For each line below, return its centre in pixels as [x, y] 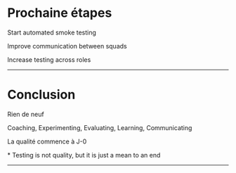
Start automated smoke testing [52, 32]
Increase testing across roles [49, 59]
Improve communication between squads [67, 46]
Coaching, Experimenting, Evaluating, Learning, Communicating [100, 127]
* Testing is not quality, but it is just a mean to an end [84, 155]
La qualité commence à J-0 [47, 141]
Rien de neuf [26, 114]
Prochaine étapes [60, 13]
